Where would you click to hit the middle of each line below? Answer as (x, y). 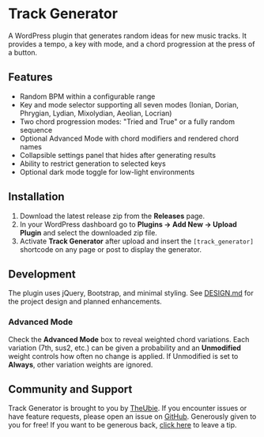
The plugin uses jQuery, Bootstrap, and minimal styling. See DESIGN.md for (131, 293)
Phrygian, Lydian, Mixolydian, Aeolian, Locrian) (96, 113)
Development (42, 274)
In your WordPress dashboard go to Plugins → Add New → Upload (128, 224)
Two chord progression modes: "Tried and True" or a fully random (127, 121)
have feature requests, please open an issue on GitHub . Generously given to (132, 416)
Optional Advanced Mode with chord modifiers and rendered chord (129, 138)
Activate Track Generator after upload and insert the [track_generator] (137, 241)
